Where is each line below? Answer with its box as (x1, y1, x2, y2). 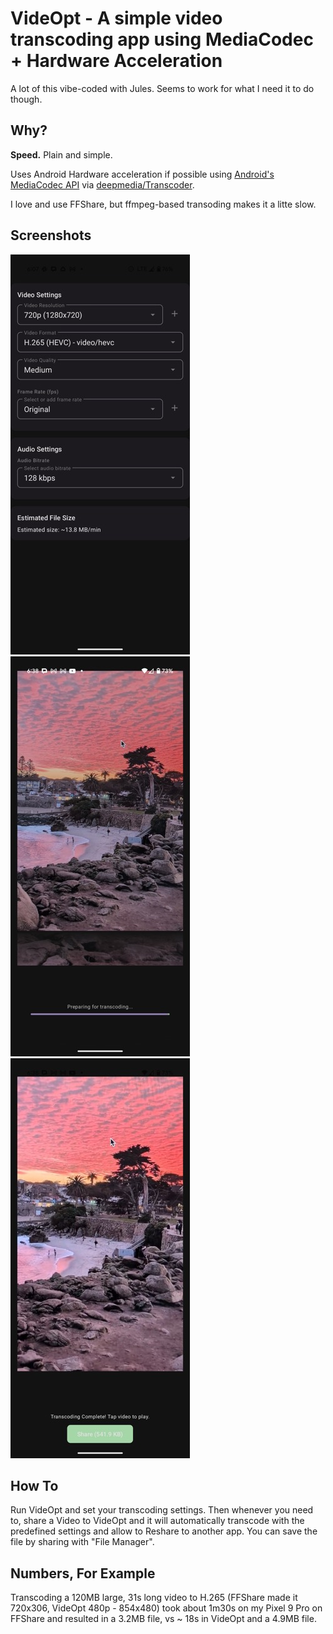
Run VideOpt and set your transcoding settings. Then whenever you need (10, 1504, 314, 1516)
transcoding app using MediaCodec (10, 28, 314, 51)
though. (10, 93, 43, 105)
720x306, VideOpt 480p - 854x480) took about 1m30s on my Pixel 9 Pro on (10, 1602, 323, 1614)
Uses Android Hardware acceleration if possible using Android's (10, 168, 275, 180)
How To (10, 1477, 59, 1494)
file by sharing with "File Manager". (10, 1536, 155, 1548)
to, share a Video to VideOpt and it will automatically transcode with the (10, 1515, 305, 1527)
